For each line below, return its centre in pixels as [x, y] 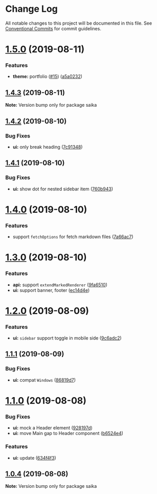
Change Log [31, 9]
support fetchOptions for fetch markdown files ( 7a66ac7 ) [73, 237]
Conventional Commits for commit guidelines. [53, 28]
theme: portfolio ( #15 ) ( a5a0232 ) [48, 76]
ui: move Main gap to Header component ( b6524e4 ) [68, 433]
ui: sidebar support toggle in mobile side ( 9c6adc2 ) [67, 338]
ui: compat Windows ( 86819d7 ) [44, 380]
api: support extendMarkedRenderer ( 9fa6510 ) [60, 285]
